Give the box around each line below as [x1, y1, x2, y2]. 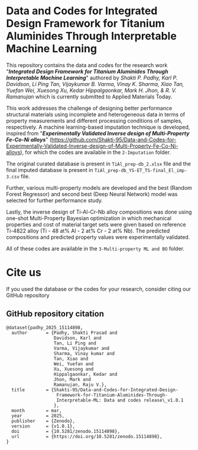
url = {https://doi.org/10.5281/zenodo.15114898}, [11, 433, 163, 439]
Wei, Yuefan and [53, 360, 94, 367]
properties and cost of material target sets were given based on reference [6, 221, 186, 228]
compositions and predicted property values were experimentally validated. [6, 233, 190, 241]
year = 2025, [11, 413, 65, 419]
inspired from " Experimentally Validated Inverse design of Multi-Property [6, 129, 190, 137]
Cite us [6, 266, 41, 279]
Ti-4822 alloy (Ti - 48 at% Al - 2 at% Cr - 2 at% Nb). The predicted [6, 227, 170, 234]
